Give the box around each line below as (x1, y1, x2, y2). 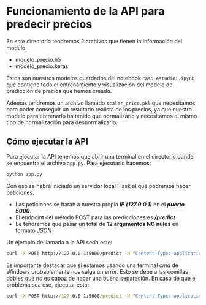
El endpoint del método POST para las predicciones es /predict (15, 213, 176, 221)
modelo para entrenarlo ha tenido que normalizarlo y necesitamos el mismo (6, 112, 197, 119)
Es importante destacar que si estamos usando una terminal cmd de (6, 262, 179, 269)
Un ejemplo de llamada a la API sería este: (6, 238, 113, 246)
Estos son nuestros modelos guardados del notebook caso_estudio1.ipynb (6, 74, 195, 81)
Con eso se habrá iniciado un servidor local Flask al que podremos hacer (6, 182, 191, 189)
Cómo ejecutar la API (6, 137, 89, 147)
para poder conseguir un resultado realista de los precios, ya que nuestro (6, 105, 192, 113)
